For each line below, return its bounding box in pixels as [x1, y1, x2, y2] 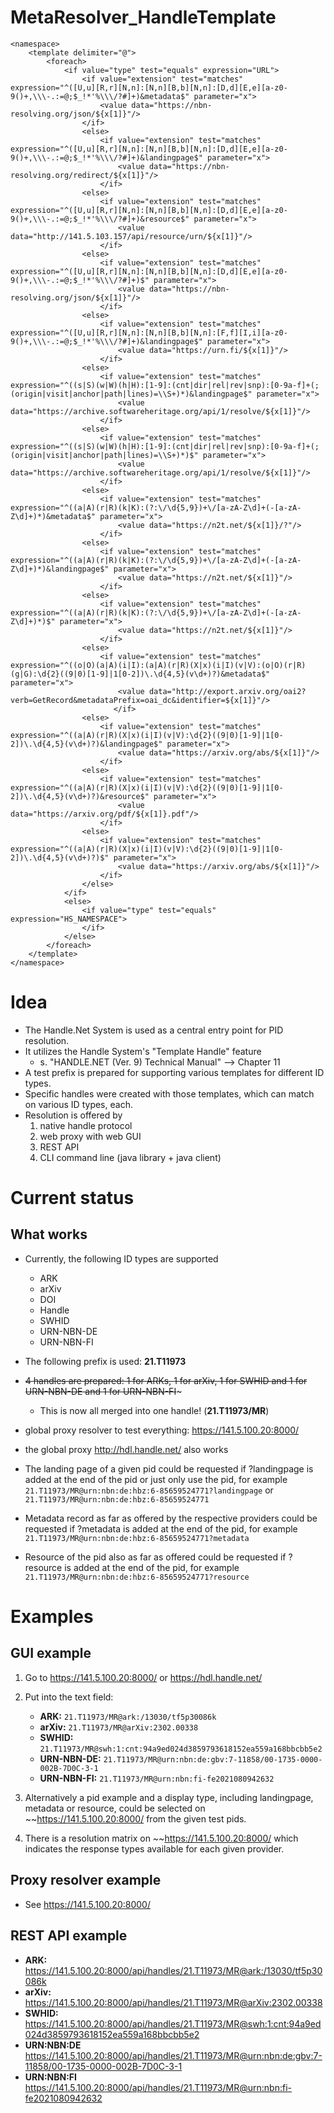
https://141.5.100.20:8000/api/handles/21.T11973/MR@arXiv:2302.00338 [24, 1996, 323, 2008]
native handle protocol [39, 1119, 133, 1131]
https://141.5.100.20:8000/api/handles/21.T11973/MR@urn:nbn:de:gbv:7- [24, 2049, 323, 2061]
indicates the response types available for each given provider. [24, 1842, 285, 1855]
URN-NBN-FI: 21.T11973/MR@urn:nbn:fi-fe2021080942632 [39, 1772, 275, 1784]
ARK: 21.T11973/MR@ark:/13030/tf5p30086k [39, 1710, 217, 1722]
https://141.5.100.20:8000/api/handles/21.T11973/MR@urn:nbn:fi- [24, 2081, 292, 2093]
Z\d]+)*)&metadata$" [10, 511, 97, 521]
